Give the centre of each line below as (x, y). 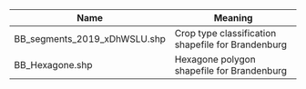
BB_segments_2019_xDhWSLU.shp (90, 39)
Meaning (233, 18)
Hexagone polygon (215, 59)
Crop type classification (225, 33)
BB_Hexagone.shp (53, 65)
